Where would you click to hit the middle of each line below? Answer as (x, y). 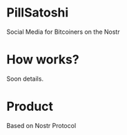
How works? (43, 60)
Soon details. (25, 79)
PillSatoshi (38, 13)
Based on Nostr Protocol (41, 125)
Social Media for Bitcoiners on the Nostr (63, 32)
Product (30, 106)
